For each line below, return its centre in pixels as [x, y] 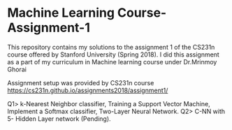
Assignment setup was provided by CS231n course [81, 82]
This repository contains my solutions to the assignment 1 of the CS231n [111, 47]
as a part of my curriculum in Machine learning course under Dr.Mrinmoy [112, 62]
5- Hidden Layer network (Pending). [59, 118]
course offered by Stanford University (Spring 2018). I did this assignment [114, 55]
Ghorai [17, 69]
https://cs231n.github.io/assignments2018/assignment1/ [88, 90]
